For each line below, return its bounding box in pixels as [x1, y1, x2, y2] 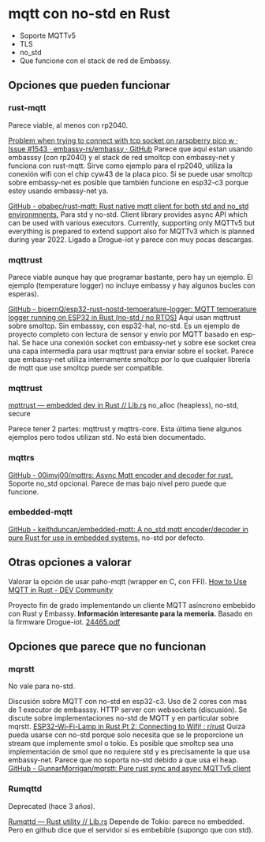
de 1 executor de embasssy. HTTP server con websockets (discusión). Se [8, 705, 248, 714]
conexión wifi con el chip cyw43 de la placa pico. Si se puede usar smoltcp [8, 169, 253, 178]
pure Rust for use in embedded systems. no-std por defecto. [8, 533, 205, 542]
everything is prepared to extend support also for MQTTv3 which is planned [8, 226, 255, 236]
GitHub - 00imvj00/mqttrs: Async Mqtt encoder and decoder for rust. [8, 470, 233, 479]
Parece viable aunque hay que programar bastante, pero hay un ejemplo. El [8, 272, 254, 281]
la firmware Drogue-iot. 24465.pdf [8, 617, 121, 627]
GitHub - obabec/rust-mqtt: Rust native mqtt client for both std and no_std [8, 201, 249, 210]
